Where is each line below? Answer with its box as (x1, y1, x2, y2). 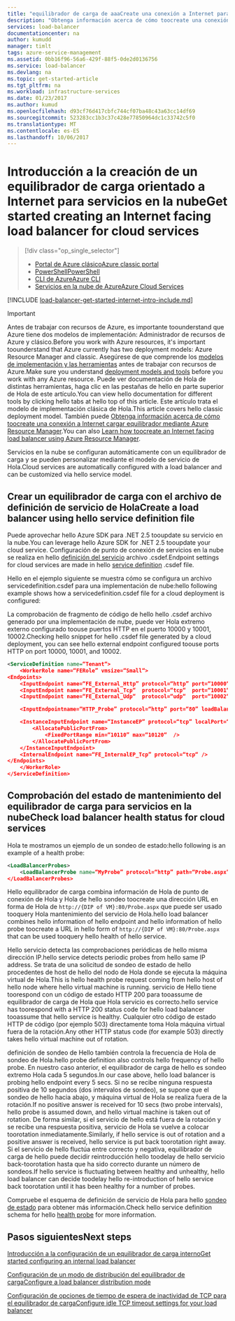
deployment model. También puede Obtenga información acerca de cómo (7, 412, 220, 420)
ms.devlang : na (7, 69, 52, 76)
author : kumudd (7, 36, 52, 43)
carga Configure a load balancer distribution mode (7, 1278, 152, 1287)
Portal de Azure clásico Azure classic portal (34, 260, 159, 269)
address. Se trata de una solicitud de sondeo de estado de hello (7, 961, 192, 969)
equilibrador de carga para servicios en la (7, 801, 192, 813)
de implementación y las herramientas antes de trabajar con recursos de (7, 360, 217, 369)
